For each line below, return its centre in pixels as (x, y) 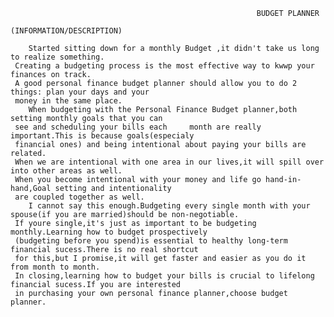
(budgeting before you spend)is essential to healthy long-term (151, 241)
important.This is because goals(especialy (102, 136)
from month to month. (55, 267)
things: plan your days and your (80, 92)
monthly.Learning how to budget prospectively (109, 232)
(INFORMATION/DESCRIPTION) (66, 31)
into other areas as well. (66, 171)
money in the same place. (68, 101)
